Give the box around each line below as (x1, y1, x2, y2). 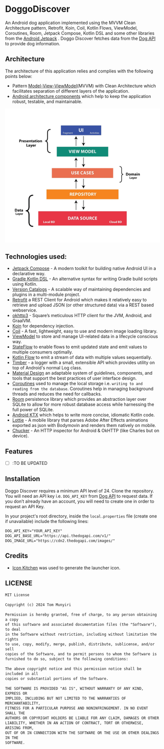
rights (5, 637, 19, 642)
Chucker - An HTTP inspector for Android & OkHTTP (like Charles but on (12, 427, 160, 434)
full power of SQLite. (12, 407, 54, 413)
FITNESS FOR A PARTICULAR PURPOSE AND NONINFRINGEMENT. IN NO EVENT (5, 706, 148, 711)
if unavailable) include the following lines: (5, 518, 89, 524)
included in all (5, 671, 38, 677)
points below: (5, 73, 33, 79)
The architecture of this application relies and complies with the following (5, 68, 154, 74)
